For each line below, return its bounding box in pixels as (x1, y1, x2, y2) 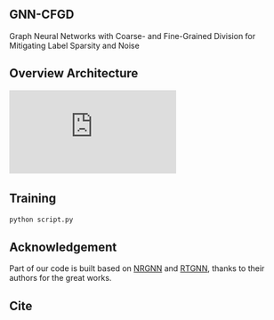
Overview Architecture (9, 66, 139, 81)
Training (9, 191, 57, 206)
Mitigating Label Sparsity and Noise (9, 40, 140, 51)
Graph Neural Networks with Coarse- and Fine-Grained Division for (9, 30, 256, 41)
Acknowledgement (9, 239, 117, 254)
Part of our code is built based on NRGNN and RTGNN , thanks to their (9, 263, 265, 274)
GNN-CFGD (9, 7, 75, 22)
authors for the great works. (9, 273, 112, 284)
